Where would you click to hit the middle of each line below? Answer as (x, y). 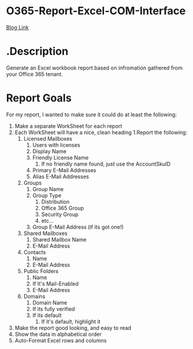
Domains (34, 296)
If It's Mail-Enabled (55, 284)
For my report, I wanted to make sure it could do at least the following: (91, 115)
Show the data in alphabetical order (58, 334)
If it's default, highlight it (71, 321)
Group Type (47, 195)
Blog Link (17, 27)
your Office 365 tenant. (35, 74)
